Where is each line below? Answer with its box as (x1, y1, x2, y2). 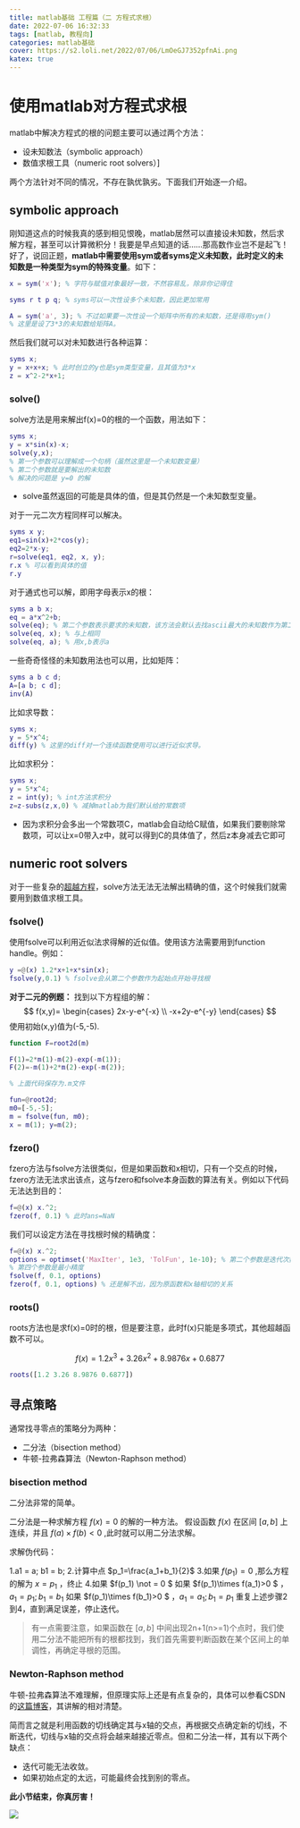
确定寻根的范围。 (62, 1645, 126, 1655)
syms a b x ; (9, 605, 54, 614)
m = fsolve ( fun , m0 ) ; (9, 1112, 90, 1121)
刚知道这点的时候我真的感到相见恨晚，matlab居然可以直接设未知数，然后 (9, 227, 277, 238)
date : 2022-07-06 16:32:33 (9, 21, 110, 30)
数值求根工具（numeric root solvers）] (21, 157, 161, 168)
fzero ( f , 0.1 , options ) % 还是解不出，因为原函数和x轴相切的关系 (9, 1280, 234, 1289)
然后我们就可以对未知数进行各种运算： (9, 337, 150, 348)
